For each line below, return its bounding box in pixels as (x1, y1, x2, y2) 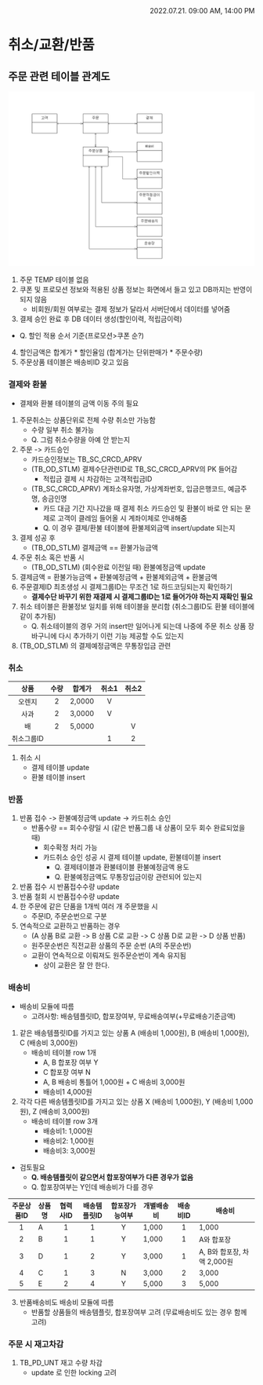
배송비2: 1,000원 (42, 1136, 95, 1146)
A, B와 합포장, (198, 1247, 241, 1256)
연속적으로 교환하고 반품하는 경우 (19, 921, 121, 931)
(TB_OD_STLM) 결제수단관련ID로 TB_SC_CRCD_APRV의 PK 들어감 (31, 464, 238, 473)
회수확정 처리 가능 (42, 842, 98, 853)
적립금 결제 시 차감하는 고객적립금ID (42, 473, 153, 484)
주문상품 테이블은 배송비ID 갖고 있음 (19, 357, 129, 367)
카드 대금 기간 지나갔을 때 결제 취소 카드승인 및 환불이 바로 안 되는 (42, 503, 243, 513)
